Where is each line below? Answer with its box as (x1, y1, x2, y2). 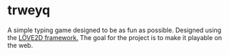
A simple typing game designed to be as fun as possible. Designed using (7, 26, 222, 34)
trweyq (7, 2, 51, 19)
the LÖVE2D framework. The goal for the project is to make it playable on (7, 33, 223, 41)
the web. (7, 41, 34, 49)
